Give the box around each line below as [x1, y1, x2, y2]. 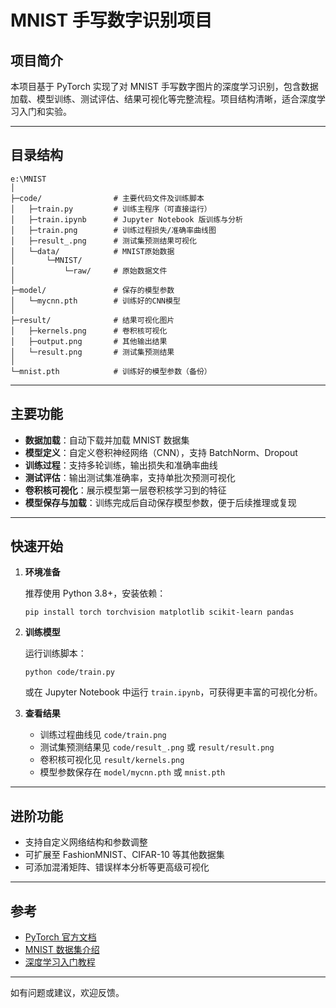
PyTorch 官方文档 [24, 931, 97, 943]
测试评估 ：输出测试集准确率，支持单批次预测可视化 [24, 471, 236, 483]
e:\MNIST [10, 174, 47, 184]
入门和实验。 [18, 106, 72, 117]
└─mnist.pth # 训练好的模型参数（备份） [10, 366, 212, 376]
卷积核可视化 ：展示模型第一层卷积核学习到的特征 [24, 484, 227, 496]
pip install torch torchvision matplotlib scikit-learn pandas [24, 607, 295, 618]
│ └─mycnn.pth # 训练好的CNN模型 [10, 296, 181, 306]
